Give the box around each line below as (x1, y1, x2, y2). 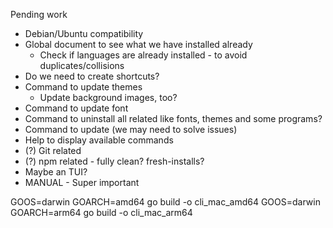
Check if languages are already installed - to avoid (39, 49, 248, 61)
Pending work (10, 9, 68, 20)
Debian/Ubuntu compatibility (24, 28, 144, 39)
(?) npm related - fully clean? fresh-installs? (24, 155, 205, 167)
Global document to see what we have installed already (24, 39, 253, 50)
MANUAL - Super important (24, 177, 140, 188)
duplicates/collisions (39, 60, 125, 71)
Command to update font (24, 102, 129, 114)
